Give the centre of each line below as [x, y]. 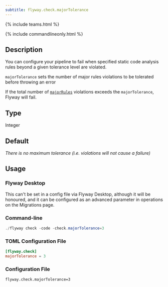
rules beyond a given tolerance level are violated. [56, 67]
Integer [13, 125]
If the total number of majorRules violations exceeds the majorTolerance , [79, 92]
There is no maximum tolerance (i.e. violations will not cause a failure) [78, 153]
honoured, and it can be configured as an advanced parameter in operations [84, 200]
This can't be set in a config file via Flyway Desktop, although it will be [78, 194]
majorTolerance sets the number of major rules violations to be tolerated [79, 77]
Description [24, 50]
